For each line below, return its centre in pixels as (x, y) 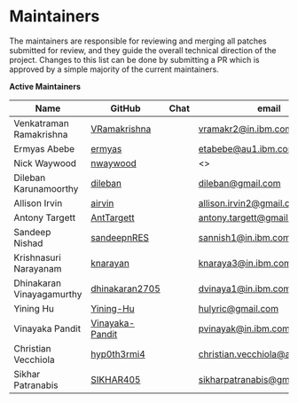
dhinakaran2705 (126, 288)
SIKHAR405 (116, 379)
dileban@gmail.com (239, 183)
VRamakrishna (121, 129)
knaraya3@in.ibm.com (245, 263)
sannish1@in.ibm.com (244, 237)
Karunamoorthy (46, 188)
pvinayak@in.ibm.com (244, 328)
